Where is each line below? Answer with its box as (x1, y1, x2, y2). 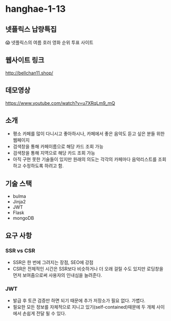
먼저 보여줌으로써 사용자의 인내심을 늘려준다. (12, 272, 103, 278)
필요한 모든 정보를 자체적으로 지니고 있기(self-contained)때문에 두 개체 (12, 304, 156, 310)
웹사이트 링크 (5, 56, 45, 65)
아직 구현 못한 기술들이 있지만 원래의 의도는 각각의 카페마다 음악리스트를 (12, 156, 157, 162)
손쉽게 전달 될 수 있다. (22, 310, 67, 316)
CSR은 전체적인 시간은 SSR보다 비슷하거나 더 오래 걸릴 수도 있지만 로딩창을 (12, 266, 163, 272)
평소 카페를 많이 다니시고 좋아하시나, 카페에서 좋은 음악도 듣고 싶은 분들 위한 (12, 130, 165, 137)
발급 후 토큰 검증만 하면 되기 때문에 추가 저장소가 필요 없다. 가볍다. (12, 297, 145, 304)
